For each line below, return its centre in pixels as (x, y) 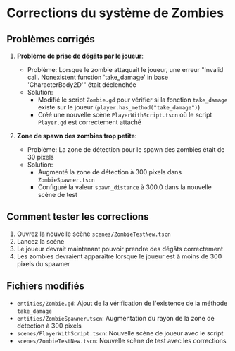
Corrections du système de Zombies (115, 13)
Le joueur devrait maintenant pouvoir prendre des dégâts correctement (120, 249)
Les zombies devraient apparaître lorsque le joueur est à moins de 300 (119, 256)
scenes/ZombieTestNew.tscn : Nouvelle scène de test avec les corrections (121, 340)
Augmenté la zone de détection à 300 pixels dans (110, 172)
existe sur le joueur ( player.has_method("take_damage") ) (119, 107)
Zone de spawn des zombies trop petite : (77, 136)
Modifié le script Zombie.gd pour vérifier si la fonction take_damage (133, 100)
